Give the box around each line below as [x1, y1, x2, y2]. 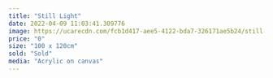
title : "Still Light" [8, 11, 82, 20]
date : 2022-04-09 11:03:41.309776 [8, 19, 126, 28]
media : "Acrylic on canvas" [8, 58, 104, 66]
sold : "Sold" [8, 50, 53, 58]
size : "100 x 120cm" [8, 42, 79, 50]
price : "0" [8, 34, 45, 43]
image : [8, 27, 31, 35]
